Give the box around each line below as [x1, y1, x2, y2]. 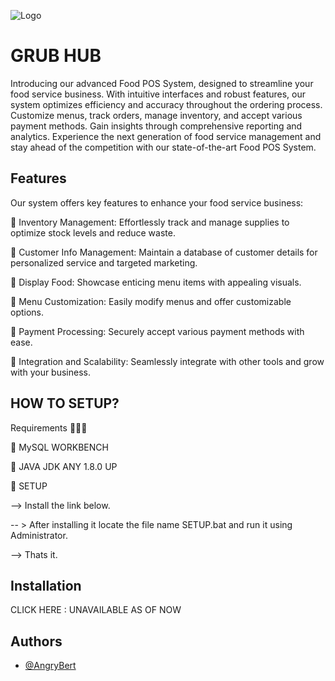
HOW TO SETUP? [10, 395, 120, 412]
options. [10, 306, 45, 318]
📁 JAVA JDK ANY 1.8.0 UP [10, 460, 118, 472]
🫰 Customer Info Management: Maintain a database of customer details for [10, 246, 318, 258]
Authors [10, 633, 63, 650]
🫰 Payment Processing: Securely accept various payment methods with [10, 325, 305, 337]
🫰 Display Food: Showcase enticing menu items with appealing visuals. [10, 276, 302, 288]
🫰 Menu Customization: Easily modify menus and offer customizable [10, 295, 292, 307]
